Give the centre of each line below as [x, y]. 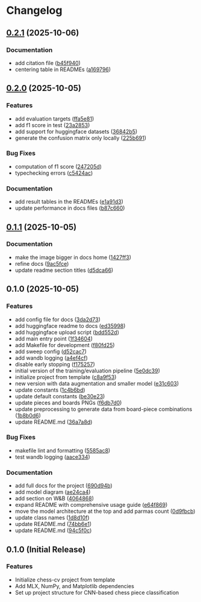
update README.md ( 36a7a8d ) [54, 422]
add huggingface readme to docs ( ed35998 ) [70, 325]
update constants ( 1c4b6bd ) [50, 390]
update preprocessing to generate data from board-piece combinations [104, 409]
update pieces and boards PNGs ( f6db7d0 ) [68, 403]
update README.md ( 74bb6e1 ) [53, 524]
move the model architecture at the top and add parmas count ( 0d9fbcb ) [105, 511]
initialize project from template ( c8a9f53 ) [66, 377]
